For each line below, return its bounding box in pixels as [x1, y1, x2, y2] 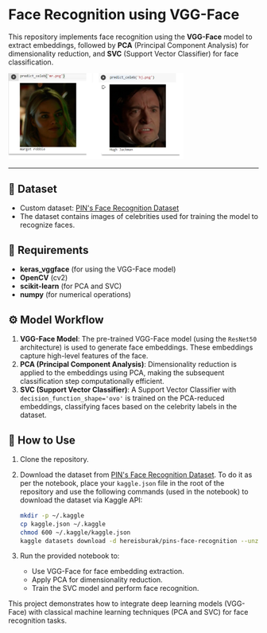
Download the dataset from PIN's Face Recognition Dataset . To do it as [19, 470, 253, 479]
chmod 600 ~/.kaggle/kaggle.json [19, 528, 131, 537]
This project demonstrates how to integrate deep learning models [8, 599, 222, 608]
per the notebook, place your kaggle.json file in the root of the [19, 478, 225, 487]
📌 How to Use [8, 433, 75, 447]
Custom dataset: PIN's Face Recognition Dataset [19, 203, 180, 213]
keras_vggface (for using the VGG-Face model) [19, 264, 176, 274]
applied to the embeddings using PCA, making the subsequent [19, 368, 225, 377]
